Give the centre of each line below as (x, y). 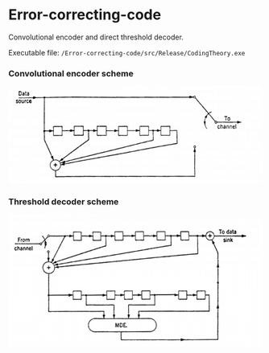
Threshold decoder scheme (64, 202)
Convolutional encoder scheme (71, 73)
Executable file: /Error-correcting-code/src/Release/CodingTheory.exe (127, 52)
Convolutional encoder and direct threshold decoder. (96, 37)
